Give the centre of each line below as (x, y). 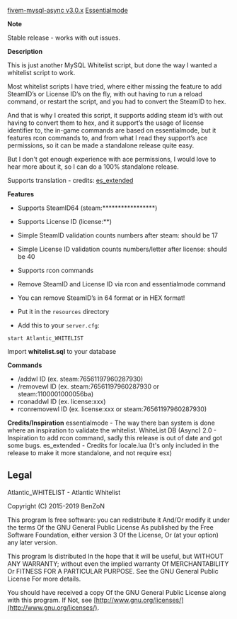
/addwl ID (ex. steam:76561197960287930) (80, 379)
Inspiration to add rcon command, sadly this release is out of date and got (115, 438)
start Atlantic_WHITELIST (45, 338)
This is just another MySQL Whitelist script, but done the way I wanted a (112, 65)
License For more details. (44, 579)
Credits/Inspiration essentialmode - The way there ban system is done (111, 423)
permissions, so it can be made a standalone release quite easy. (101, 145)
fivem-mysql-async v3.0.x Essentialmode (68, 10)
